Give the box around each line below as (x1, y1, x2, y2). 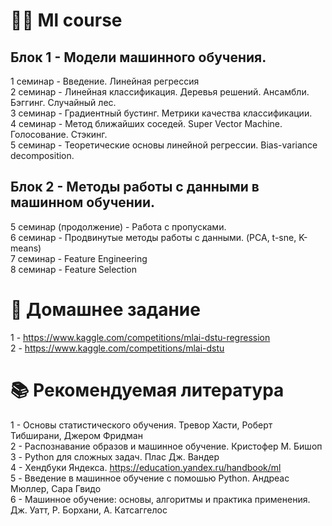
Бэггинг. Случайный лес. (10, 97, 117, 108)
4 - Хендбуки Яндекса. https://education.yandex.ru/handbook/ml (10, 461, 282, 473)
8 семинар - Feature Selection (10, 263, 138, 275)
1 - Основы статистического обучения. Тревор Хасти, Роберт (10, 419, 273, 431)
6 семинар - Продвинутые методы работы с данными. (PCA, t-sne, (10, 231, 297, 243)
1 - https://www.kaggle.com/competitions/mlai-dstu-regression (10, 331, 271, 343)
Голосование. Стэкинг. (10, 129, 108, 140)
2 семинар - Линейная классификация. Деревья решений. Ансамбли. (10, 86, 310, 98)
